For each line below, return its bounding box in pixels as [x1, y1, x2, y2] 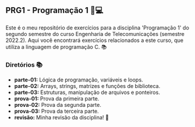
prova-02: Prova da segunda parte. [14, 102, 101, 109]
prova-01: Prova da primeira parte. [14, 95, 100, 102]
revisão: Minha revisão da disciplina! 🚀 [14, 114, 109, 121]
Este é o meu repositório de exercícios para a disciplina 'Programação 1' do [5, 24, 190, 31]
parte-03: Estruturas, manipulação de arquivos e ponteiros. [14, 89, 161, 96]
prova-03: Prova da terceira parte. [14, 108, 99, 115]
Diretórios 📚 [5, 60, 43, 69]
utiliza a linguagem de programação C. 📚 [5, 43, 107, 50]
